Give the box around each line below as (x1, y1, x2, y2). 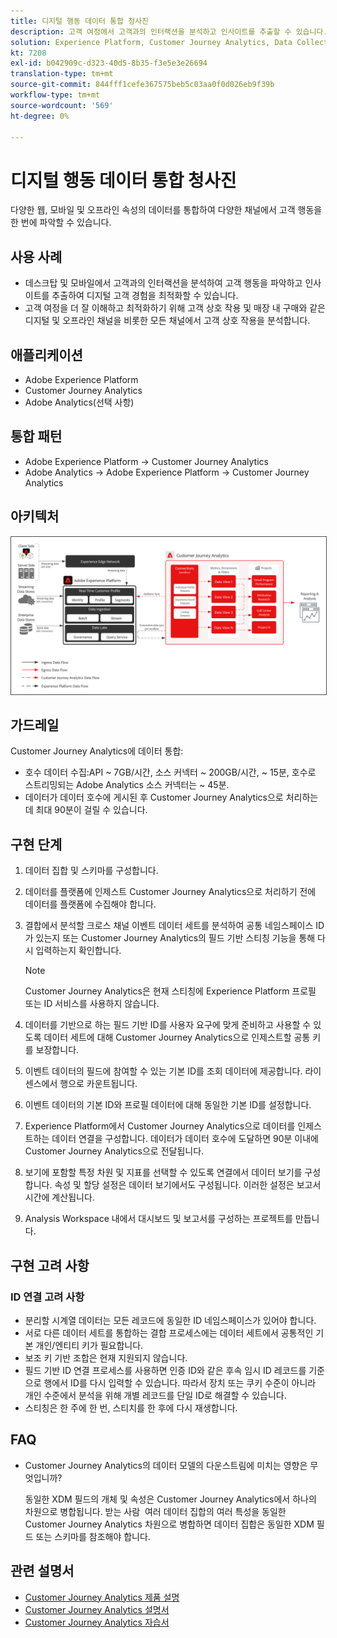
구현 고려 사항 (10, 1257, 90, 1274)
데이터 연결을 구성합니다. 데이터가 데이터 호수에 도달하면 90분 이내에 (51, 1133, 319, 1145)
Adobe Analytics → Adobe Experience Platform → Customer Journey (24, 466, 310, 478)
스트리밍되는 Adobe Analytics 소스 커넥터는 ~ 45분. (24, 779, 230, 791)
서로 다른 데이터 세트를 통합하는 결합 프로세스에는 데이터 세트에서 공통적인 (24, 1326, 314, 1339)
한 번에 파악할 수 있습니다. (10, 216, 112, 229)
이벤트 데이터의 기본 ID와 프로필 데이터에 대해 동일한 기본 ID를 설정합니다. (24, 1099, 312, 1111)
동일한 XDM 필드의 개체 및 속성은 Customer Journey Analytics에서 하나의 (24, 1493, 317, 1505)
